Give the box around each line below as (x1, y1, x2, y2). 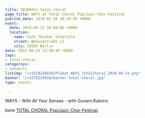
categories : (5, 62, 29, 67)
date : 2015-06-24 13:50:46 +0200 (5, 48, 73, 53)
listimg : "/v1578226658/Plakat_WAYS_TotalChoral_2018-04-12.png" (5, 71, 141, 76)
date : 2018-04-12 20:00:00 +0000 (9, 25, 78, 30)
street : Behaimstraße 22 (14, 39, 64, 44)
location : (9, 30, 29, 35)
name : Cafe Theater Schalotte (14, 35, 76, 40)
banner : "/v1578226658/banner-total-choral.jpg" (5, 75, 106, 80)
